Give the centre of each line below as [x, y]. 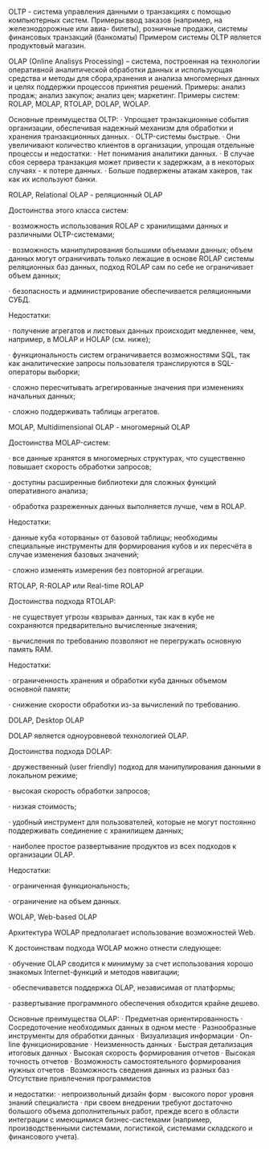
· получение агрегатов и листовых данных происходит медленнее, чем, [132, 331]
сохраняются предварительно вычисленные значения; [103, 625]
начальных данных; [42, 396]
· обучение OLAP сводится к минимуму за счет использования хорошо [131, 964]
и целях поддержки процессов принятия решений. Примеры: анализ [127, 87]
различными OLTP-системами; [61, 234]
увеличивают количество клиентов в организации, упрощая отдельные [131, 145]
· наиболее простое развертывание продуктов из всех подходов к [122, 846]
